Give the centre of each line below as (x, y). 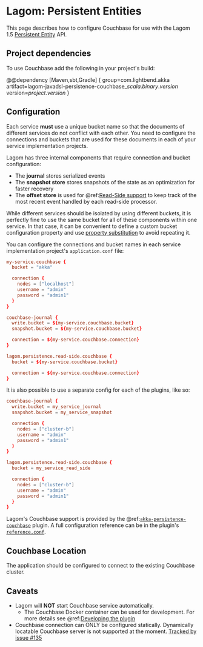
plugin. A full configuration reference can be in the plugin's (106, 525)
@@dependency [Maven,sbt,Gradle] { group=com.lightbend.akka (88, 79)
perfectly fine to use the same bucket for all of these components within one (102, 220)
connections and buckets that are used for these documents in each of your (101, 139)
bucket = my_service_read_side (51, 468)
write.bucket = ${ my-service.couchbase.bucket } (73, 323)
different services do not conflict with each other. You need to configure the (101, 133)
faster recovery (34, 189)
